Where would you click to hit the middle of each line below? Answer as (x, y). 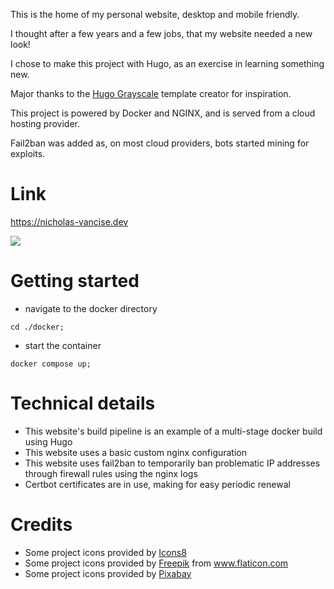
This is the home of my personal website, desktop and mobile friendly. (155, 14)
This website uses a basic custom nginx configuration (136, 452)
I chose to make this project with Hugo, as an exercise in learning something (167, 63)
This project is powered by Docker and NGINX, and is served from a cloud (163, 113)
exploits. (28, 153)
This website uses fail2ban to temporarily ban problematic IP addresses (172, 463)
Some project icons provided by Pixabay (108, 573)
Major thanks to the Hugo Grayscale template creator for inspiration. (151, 93)
